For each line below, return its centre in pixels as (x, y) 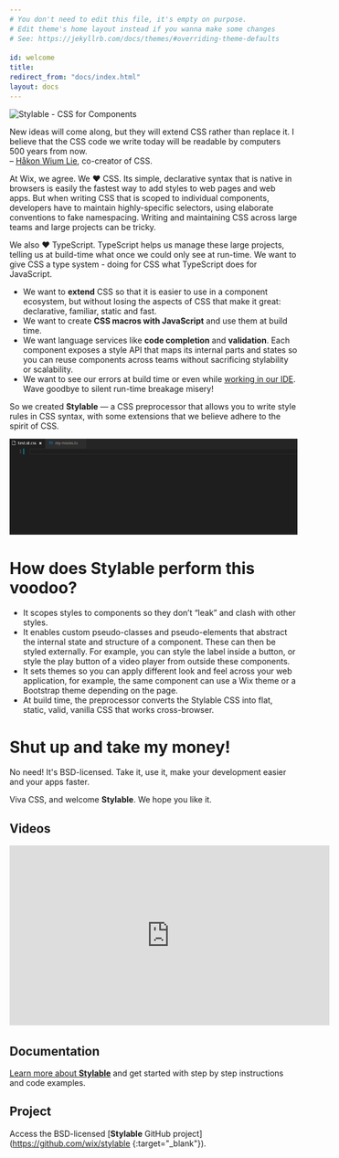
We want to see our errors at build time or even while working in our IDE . (159, 378)
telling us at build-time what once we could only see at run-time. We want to (153, 254)
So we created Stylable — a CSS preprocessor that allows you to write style (153, 406)
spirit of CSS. (34, 426)
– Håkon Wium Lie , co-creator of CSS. (81, 161)
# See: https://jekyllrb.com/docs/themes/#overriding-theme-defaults (145, 38)
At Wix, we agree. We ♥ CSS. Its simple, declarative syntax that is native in (151, 178)
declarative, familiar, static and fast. (90, 311)
